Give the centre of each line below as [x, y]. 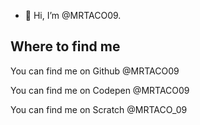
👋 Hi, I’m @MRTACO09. [73, 15]
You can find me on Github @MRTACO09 [95, 71]
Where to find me [65, 46]
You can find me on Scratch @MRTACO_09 [99, 109]
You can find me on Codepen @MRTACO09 [100, 90]
